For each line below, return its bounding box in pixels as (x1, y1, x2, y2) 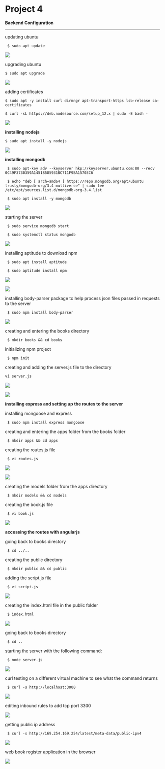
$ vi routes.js (7, 456, 38, 461)
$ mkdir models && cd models (7, 493, 67, 498)
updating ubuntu (5, 33, 39, 40)
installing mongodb (5, 156, 46, 162)
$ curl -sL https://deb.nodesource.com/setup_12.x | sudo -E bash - (5, 111, 148, 116)
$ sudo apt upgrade (5, 70, 45, 76)
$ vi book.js (7, 511, 34, 516)
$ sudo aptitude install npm (7, 268, 67, 273)
